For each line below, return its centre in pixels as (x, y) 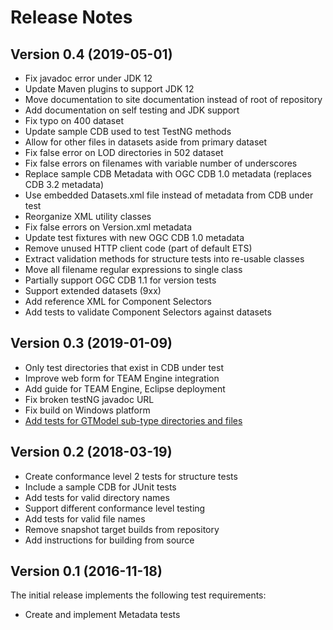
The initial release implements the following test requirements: (138, 595)
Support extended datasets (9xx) (93, 290)
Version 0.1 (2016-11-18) (86, 571)
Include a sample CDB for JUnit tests (100, 487)
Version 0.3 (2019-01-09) (91, 343)
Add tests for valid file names (85, 518)
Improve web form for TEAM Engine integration (122, 378)
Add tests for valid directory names (97, 497)
